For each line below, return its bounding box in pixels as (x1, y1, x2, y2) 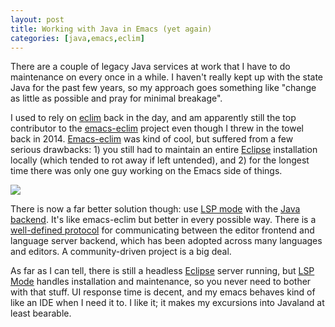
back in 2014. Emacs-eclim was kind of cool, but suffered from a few (10, 133, 294, 145)
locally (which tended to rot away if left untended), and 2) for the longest (10, 154, 310, 166)
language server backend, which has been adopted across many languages (10, 235, 323, 247)
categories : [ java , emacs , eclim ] (10, 33, 145, 43)
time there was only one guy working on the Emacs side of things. (10, 165, 283, 177)
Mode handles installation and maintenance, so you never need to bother (10, 276, 312, 288)
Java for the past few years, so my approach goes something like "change (10, 82, 317, 94)
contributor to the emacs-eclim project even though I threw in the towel (10, 122, 304, 135)
